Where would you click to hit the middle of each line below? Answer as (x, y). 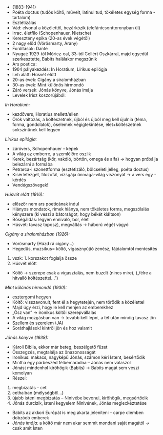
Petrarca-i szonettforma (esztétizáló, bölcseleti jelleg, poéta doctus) (81, 169)
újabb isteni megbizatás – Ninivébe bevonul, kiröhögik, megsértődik (80, 398)
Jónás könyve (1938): (27, 337)
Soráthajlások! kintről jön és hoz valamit (52, 328)
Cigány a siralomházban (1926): (37, 234)
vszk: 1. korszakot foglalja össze (44, 258)
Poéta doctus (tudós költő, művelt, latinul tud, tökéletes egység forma (82, 12)
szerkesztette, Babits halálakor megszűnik (54, 59)
